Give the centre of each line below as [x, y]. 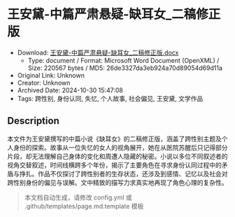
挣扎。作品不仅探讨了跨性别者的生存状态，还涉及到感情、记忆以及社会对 [123, 174]
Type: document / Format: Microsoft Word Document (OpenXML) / [123, 60]
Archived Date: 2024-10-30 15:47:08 [70, 90]
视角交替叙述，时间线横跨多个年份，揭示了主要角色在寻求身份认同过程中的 [114, 164]
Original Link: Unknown [51, 75]
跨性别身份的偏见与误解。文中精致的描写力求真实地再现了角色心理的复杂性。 [117, 182]
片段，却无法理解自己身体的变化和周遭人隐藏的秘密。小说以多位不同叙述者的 [117, 156]
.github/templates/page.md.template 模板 [84, 206]
